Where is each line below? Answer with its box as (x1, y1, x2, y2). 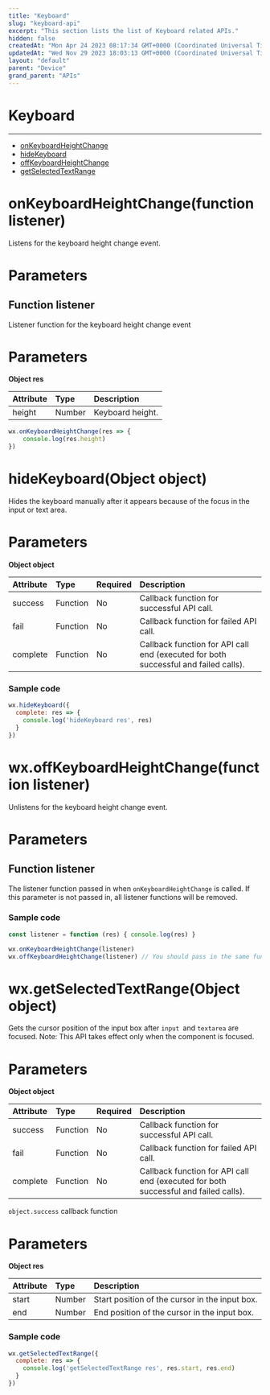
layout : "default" (8, 57, 70, 65)
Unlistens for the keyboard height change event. (8, 802, 168, 811)
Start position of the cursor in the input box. (93, 1294, 258, 1305)
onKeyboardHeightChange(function (8, 194, 255, 213)
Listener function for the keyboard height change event (8, 320, 191, 329)
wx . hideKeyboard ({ (8, 701, 70, 709)
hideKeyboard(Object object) (8, 470, 207, 488)
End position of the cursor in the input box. (93, 1307, 255, 1319)
